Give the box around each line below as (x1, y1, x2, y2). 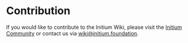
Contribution (6, 4, 71, 18)
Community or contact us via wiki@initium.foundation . (6, 29, 139, 37)
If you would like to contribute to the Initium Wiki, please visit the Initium (6, 24, 183, 31)
